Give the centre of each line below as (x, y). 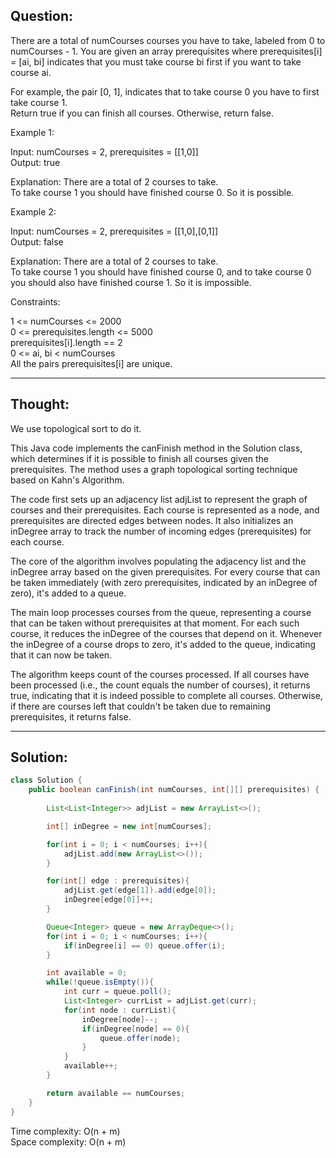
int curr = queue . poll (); (117, 992)
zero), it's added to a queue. (68, 593)
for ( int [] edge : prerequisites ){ (118, 881)
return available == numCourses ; (116, 1093)
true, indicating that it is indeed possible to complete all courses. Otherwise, (166, 695)
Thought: (40, 404)
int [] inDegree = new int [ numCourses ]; (129, 826)
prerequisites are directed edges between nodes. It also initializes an (152, 520)
